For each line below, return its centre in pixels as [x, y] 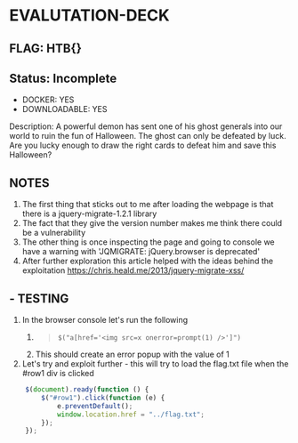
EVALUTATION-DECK [90, 16]
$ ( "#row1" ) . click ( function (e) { [103, 398]
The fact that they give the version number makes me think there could [152, 223]
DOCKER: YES [48, 100]
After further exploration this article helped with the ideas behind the [148, 261]
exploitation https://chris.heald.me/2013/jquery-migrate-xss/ [133, 270]
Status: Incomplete [63, 78]
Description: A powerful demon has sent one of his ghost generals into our [146, 126]
